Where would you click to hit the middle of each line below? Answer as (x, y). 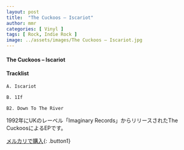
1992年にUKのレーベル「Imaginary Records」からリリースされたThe (92, 121)
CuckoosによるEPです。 (36, 128)
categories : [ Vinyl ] (35, 29)
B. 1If (15, 97)
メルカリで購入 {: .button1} (39, 141)
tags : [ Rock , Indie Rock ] (42, 35)
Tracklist (18, 73)
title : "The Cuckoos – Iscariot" (50, 18)
